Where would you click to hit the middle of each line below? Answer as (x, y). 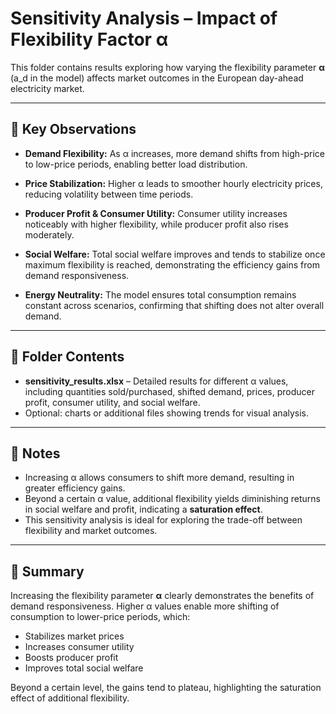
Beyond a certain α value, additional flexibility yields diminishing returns (173, 499)
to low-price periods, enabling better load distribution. (136, 164)
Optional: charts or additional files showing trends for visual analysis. (167, 413)
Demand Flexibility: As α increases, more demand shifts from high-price (174, 153)
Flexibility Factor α (89, 39)
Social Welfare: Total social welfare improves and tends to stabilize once (175, 254)
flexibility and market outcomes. (91, 531)
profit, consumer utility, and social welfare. (112, 402)
